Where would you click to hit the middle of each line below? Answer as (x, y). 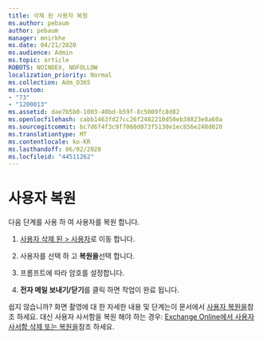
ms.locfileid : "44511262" (51, 156)
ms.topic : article (39, 61)
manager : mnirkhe (37, 38)
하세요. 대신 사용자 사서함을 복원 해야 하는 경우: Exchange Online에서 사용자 (135, 317)
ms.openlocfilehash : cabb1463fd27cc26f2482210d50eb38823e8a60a (116, 120)
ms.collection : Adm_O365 (49, 82)
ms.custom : (26, 90)
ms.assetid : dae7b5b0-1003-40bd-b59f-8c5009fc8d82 (94, 112)
